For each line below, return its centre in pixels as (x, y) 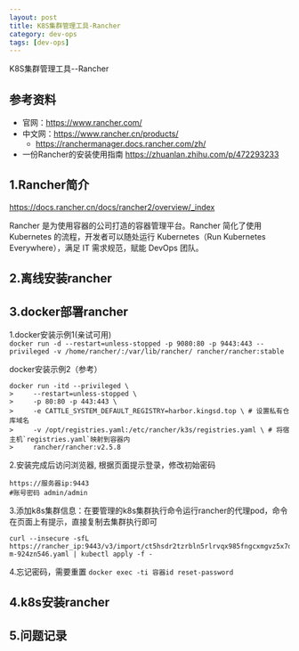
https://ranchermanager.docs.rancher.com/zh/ (121, 144)
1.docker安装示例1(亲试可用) (61, 335)
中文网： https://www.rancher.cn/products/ (101, 134)
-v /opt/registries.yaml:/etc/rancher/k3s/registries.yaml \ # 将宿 (161, 430)
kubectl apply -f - (117, 554)
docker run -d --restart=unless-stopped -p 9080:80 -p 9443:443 (131, 344)
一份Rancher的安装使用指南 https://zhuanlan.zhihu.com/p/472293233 (150, 155)
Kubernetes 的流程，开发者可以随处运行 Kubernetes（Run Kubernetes (137, 236)
